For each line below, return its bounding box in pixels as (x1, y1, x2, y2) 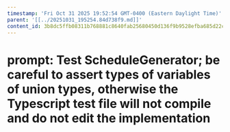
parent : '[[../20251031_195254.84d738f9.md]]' (7, 16, 142, 23)
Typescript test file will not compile (7, 96, 212, 111)
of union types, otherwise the (7, 81, 179, 96)
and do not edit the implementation (7, 110, 211, 126)
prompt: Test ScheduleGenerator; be (7, 52, 220, 68)
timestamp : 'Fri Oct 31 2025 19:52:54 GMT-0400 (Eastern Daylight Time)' (7, 10, 222, 17)
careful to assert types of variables (7, 66, 211, 82)
